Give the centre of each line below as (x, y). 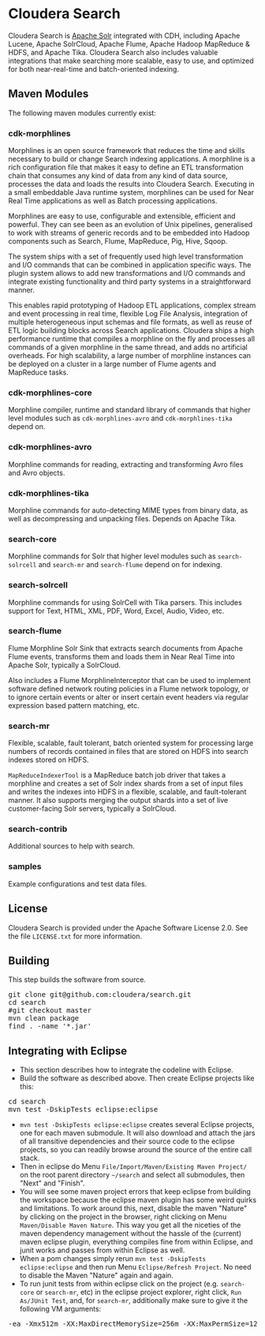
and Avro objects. (37, 472)
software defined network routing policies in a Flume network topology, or (129, 689)
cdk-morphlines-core (50, 393)
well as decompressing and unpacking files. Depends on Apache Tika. (122, 518)
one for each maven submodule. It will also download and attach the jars (137, 1133)
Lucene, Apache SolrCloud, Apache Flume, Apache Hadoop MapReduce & (129, 43)
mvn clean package (44, 1019)
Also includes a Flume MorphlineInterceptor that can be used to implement (129, 680)
